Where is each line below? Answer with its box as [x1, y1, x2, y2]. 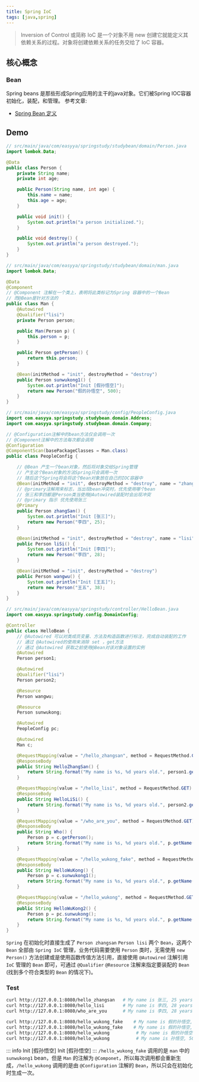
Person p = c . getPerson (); [27, 834, 94, 841]
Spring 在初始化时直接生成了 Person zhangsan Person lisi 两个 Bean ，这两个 [6, 939, 192, 946]
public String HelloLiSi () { [17, 796, 89, 802]
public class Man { [6, 301, 54, 307]
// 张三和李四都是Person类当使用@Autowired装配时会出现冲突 [17, 492, 151, 497]
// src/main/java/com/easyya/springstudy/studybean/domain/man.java [6, 262, 179, 268]
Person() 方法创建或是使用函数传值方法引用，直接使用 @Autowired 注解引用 [6, 954, 188, 961]
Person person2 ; [17, 677, 57, 683]
